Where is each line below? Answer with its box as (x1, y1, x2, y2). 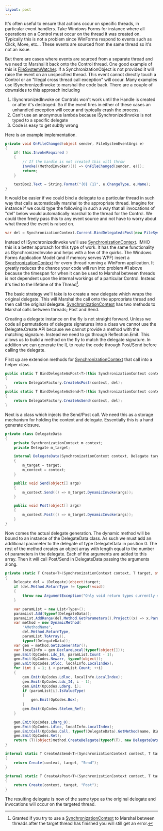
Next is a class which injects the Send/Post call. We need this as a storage (5, 412, 154, 417)
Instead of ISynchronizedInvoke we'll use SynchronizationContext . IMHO (5, 239, 150, 245)
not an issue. (5, 46, 31, 52)
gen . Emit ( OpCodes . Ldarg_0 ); (14, 720, 70, 725)
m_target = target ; (22, 463, 62, 468)
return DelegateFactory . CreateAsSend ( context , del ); (14, 398, 123, 403)
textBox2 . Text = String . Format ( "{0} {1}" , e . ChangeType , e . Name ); (14, 181, 151, 187)
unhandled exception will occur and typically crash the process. (12, 107, 140, 113)
